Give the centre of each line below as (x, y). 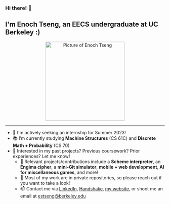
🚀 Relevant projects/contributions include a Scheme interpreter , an (90, 162)
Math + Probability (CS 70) (41, 145)
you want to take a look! (45, 183)
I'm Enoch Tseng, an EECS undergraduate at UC (82, 24)
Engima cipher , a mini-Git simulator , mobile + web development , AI (92, 167)
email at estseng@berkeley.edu (53, 196)
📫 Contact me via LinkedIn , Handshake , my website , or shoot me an (92, 188)
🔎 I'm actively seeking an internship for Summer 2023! (69, 132)
